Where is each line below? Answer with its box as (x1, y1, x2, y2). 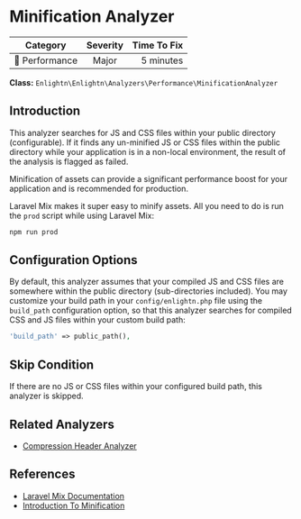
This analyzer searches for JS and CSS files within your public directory (9, 127, 277, 138)
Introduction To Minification (22, 500, 125, 511)
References (9, 467, 76, 482)
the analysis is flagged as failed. (9, 156, 129, 167)
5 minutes (141, 54, 184, 67)
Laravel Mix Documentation (22, 490, 124, 501)
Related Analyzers (9, 416, 115, 432)
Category (25, 39, 67, 51)
